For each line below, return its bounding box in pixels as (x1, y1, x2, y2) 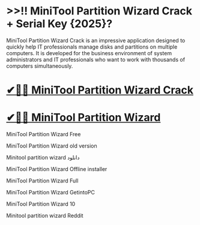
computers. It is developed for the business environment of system (6, 49, 172, 56)
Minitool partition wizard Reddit (6, 212, 83, 220)
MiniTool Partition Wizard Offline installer (6, 166, 108, 173)
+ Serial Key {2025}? (6, 17, 113, 31)
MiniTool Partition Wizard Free (6, 131, 81, 138)
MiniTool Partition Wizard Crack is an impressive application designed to (6, 37, 186, 44)
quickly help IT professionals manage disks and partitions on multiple (6, 43, 178, 50)
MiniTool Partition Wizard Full (6, 177, 79, 184)
